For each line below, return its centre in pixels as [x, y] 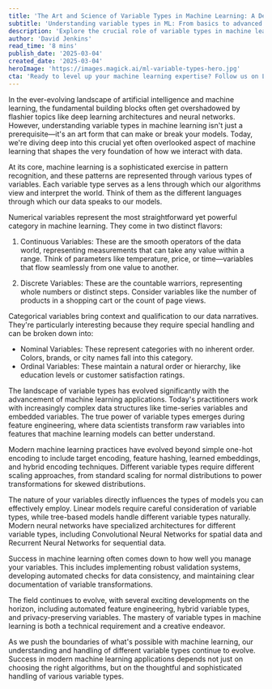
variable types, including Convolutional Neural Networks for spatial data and [136, 534]
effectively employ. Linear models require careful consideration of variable [132, 508]
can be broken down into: [51, 333]
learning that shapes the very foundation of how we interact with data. [125, 151]
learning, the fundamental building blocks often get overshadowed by [124, 108]
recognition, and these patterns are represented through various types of [130, 175]
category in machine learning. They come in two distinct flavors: [115, 226]
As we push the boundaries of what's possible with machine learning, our [131, 641]
